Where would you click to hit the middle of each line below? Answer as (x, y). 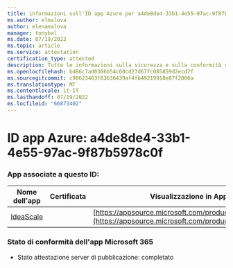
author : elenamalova (37, 26)
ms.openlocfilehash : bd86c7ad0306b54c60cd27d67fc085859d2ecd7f (101, 71)
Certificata (68, 197)
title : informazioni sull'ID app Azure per (71, 14)
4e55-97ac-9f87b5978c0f (85, 153)
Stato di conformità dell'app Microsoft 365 (80, 242)
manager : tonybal (32, 33)
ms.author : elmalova (37, 20)
